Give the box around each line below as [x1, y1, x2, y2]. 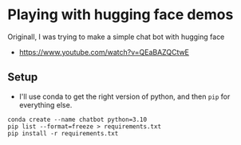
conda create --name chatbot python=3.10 [7, 116, 148, 123]
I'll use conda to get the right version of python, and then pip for [18, 92, 231, 101]
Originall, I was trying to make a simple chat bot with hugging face [7, 32, 225, 41]
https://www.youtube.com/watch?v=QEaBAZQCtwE [18, 47, 189, 57]
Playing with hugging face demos [7, 6, 234, 24]
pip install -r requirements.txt [7, 129, 119, 137]
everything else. [18, 100, 73, 109]
